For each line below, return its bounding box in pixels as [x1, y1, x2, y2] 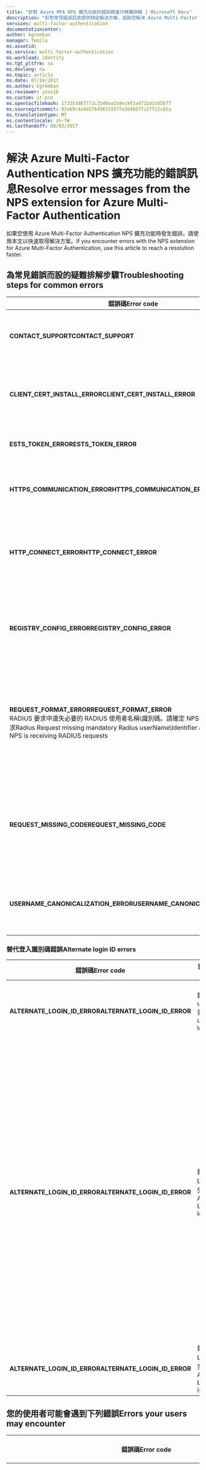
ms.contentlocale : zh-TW [6, 117, 70, 123]
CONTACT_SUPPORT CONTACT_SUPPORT [9, 331, 134, 340]
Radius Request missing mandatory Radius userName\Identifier [15, 723, 197, 732]
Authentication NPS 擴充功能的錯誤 [6, 167, 187, 181]
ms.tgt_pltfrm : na [6, 60, 53, 66]
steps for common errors [6, 280, 104, 290]
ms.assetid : [6, 44, 37, 50]
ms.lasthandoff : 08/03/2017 [6, 123, 78, 130]
